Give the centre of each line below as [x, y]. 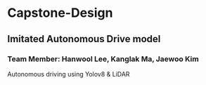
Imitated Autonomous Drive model [84, 39]
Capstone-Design [60, 13]
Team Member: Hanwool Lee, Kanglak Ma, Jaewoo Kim [103, 59]
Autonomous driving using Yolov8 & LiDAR [69, 74]
